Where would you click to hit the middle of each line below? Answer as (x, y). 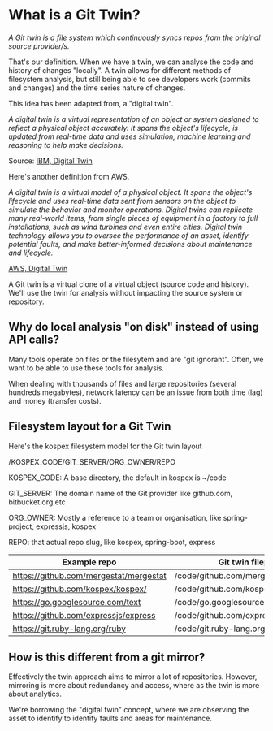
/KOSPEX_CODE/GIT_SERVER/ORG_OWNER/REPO (92, 461)
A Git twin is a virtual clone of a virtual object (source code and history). (129, 284)
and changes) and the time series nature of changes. (97, 88)
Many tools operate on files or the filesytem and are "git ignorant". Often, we (136, 359)
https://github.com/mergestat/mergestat (89, 576)
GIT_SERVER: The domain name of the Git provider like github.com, (121, 493)
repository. (26, 301)
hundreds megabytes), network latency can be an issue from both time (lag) (136, 392)
